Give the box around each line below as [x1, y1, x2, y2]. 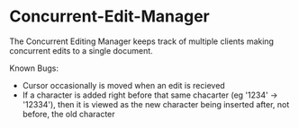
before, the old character [22, 108, 115, 119]
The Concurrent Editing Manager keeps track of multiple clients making [9, 36, 275, 47]
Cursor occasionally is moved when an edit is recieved [22, 80, 225, 90]
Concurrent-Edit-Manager [9, 6, 210, 27]
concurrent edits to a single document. [9, 45, 153, 55]
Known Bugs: [9, 63, 59, 73]
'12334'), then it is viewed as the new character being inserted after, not [22, 98, 290, 109]
